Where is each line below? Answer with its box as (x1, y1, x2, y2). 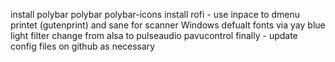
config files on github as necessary (10, 40, 156, 52)
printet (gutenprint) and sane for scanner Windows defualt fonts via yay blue (10, 19, 326, 31)
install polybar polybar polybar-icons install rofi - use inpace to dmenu (10, 9, 301, 20)
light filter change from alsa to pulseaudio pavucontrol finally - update (10, 30, 298, 41)
